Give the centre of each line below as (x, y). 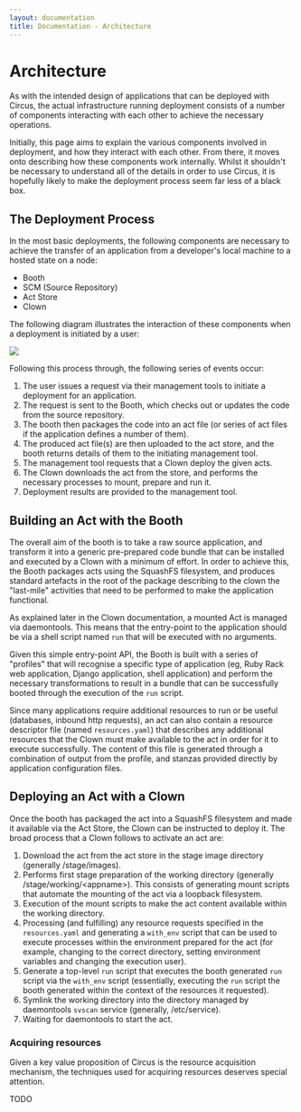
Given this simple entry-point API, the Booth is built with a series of (134, 654)
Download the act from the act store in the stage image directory (143, 855)
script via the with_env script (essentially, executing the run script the (151, 981)
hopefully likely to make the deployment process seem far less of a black (146, 181)
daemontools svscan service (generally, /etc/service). (122, 1009)
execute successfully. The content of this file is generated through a (136, 749)
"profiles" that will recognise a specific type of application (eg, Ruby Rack (147, 664)
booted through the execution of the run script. (97, 693)
